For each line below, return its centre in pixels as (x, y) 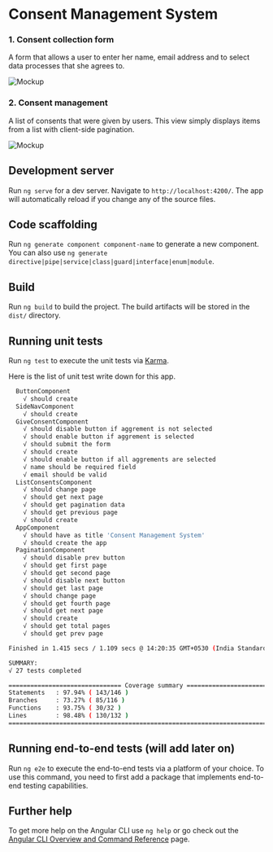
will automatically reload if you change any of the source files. (112, 199)
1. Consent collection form (61, 40)
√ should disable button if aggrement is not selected (118, 429)
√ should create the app (65, 542)
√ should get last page (63, 588)
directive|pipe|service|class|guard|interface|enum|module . (111, 261)
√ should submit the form (67, 445)
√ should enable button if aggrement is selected (109, 437)
